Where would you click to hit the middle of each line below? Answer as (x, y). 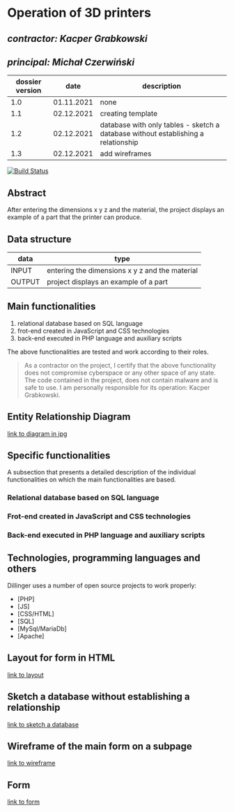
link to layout (25, 675)
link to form (24, 802)
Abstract (27, 193)
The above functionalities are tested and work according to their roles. (108, 352)
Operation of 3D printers (79, 13)
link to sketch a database (43, 724)
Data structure (39, 239)
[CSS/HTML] (36, 614)
